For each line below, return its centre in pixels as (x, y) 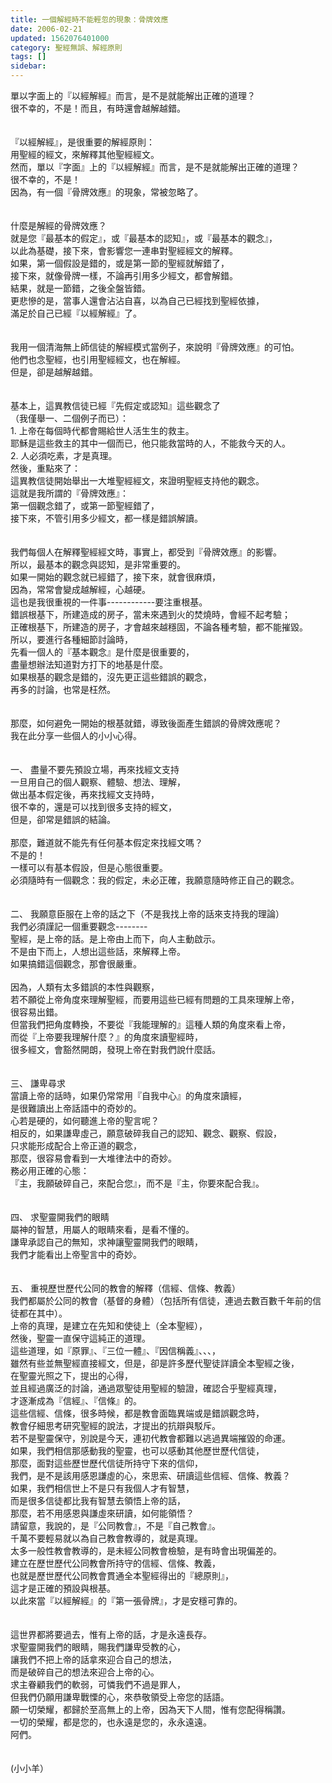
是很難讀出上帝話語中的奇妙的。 (76, 1108)
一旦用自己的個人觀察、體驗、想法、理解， (98, 782)
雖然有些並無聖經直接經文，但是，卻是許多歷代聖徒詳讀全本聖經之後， (155, 1363)
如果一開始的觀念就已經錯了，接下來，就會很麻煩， (115, 577)
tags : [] (28, 57)
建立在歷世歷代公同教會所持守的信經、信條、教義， (115, 1563)
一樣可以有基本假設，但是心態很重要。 (89, 867)
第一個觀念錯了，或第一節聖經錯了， (85, 505)
